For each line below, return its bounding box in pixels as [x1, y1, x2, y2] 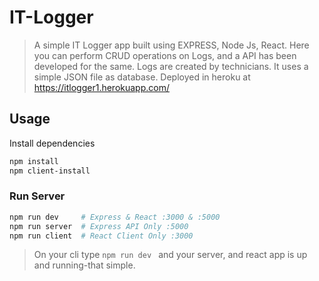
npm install [9, 156, 59, 166]
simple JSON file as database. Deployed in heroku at [33, 71, 251, 83]
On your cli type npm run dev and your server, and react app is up [33, 249, 308, 261]
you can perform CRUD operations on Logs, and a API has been [33, 49, 297, 61]
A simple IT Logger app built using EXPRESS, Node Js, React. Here [33, 39, 310, 51]
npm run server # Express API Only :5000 [9, 221, 189, 231]
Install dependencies [9, 137, 96, 149]
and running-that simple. [33, 259, 136, 271]
